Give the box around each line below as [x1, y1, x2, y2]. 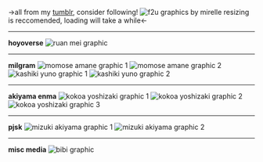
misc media [8, 145, 47, 154]
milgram [8, 61, 36, 70]
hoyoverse [8, 38, 44, 47]
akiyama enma [8, 92, 57, 101]
